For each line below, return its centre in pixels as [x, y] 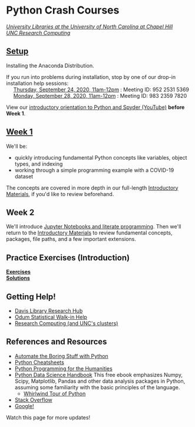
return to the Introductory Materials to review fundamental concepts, [89, 233]
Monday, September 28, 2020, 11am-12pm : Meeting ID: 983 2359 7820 [100, 95]
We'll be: [17, 146]
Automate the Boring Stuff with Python [62, 356]
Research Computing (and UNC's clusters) [66, 323]
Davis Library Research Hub [49, 311]
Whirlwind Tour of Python [54, 393]
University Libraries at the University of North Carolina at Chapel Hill [90, 27]
